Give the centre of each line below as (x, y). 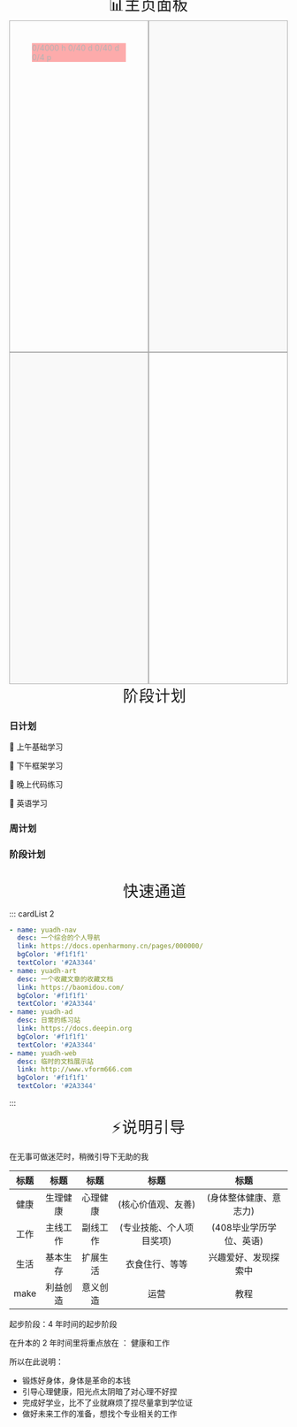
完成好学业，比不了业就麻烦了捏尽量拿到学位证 (107, 1403)
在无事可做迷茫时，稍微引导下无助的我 (79, 1157)
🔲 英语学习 (29, 803)
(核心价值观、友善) (157, 1205)
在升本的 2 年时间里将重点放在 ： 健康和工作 (90, 1343)
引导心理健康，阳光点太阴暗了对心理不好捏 (99, 1392)
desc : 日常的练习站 (49, 1020)
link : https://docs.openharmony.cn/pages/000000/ (110, 947)
